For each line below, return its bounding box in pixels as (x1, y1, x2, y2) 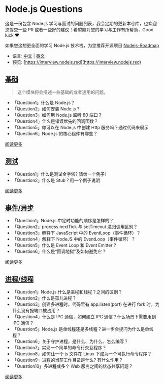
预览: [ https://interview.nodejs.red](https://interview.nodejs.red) (12, 59, 141, 65)
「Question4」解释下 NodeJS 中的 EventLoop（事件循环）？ (12, 236, 135, 242)
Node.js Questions (5, 3, 83, 15)
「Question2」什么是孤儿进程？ (12, 295, 77, 301)
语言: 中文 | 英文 (12, 53, 45, 59)
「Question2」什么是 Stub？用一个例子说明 (12, 177, 100, 183)
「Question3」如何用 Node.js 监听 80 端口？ (12, 112, 102, 118)
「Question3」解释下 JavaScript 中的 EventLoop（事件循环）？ (12, 230, 141, 236)
